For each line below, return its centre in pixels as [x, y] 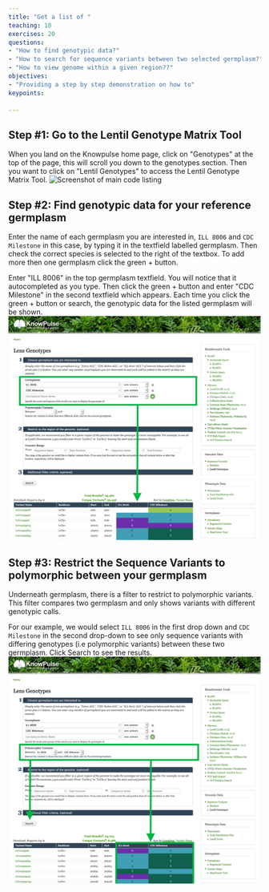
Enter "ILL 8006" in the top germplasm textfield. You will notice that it [122, 278]
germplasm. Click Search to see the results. [80, 652]
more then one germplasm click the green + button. [93, 262]
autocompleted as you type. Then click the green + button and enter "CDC [131, 286]
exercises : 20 [32, 34]
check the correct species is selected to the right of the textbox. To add [126, 254]
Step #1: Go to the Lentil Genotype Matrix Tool [125, 135]
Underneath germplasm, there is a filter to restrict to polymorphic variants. [131, 595]
